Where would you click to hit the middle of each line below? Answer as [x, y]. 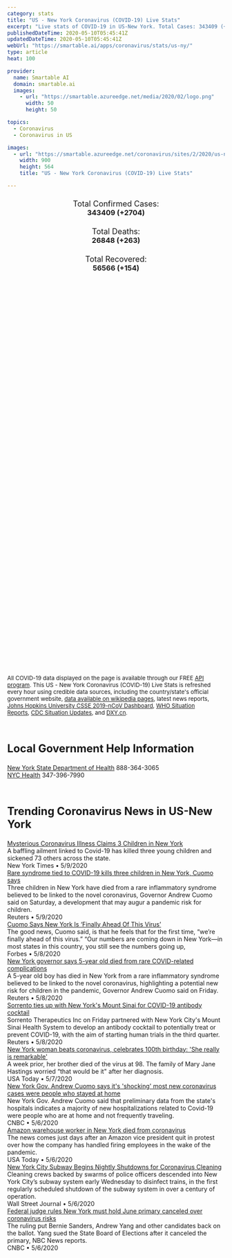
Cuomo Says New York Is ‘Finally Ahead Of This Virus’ [84, 924]
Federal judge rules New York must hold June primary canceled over [105, 1211]
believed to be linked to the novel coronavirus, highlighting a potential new [113, 983]
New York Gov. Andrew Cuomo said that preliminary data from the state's [112, 1100]
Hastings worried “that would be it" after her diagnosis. [85, 1071]
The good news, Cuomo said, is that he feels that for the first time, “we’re [111, 931]
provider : [21, 71]
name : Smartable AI [41, 78]
